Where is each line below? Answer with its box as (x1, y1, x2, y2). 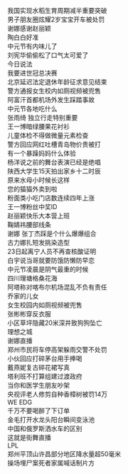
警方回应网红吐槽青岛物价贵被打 (7, 140, 101, 148)
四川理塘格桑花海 (7, 274, 58, 282)
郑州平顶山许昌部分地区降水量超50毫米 (7, 450, 122, 458)
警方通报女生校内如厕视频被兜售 (7, 86, 101, 95)
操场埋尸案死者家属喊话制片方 (7, 459, 95, 467)
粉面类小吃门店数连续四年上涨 (7, 193, 95, 202)
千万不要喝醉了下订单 (7, 406, 70, 415)
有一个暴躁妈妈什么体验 (7, 149, 76, 157)
